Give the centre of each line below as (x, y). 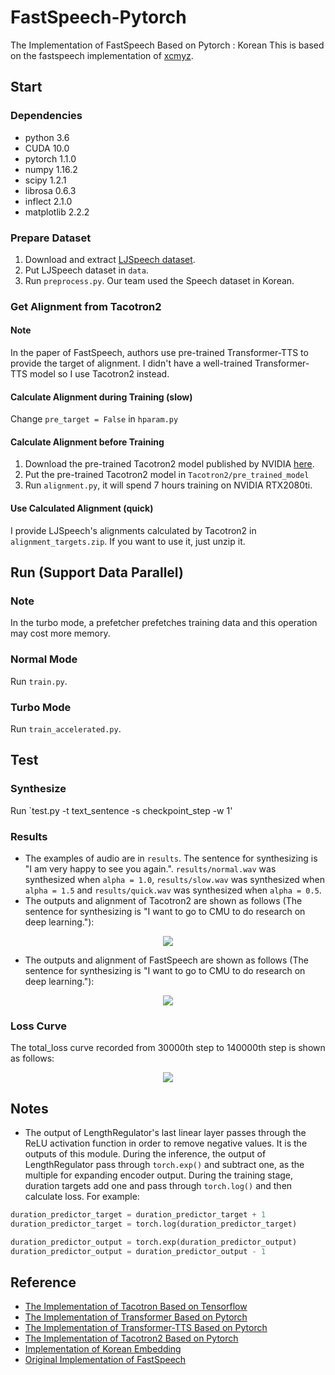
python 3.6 (47, 137)
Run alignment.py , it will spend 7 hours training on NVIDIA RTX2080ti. (168, 485)
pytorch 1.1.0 (50, 158)
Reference (43, 1282)
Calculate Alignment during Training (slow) (101, 397)
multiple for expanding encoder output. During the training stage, (159, 1175)
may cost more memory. (60, 633)
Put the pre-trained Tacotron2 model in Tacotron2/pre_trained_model (167, 475)
